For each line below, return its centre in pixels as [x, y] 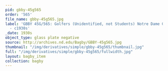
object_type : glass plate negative [42, 38]
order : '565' [19, 14]
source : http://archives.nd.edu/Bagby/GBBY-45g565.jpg [63, 42]
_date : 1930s [19, 33]
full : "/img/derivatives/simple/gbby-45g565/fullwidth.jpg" [69, 51]
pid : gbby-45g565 [23, 10]
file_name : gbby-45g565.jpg [34, 19]
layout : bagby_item [25, 56]
